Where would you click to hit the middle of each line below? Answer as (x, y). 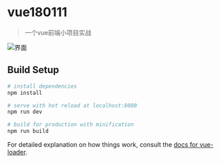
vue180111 (37, 12)
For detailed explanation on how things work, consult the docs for (103, 144)
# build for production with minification (71, 125)
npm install (25, 93)
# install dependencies (42, 86)
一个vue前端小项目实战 (58, 32)
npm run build (28, 131)
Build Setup (33, 70)
